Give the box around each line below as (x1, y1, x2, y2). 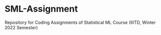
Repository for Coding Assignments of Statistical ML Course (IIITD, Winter (4, 19, 156, 25)
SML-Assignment (4, 3, 78, 15)
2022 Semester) (4, 24, 38, 30)
